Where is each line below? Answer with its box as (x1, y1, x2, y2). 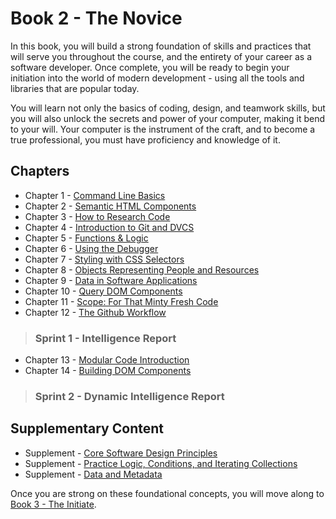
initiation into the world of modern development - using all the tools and (10, 72, 305, 84)
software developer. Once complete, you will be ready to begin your (10, 61, 290, 73)
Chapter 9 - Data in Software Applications (24, 274, 198, 286)
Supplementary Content (10, 420, 164, 437)
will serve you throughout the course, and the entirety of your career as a (10, 50, 313, 62)
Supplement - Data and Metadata (24, 468, 163, 480)
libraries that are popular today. (10, 82, 140, 94)
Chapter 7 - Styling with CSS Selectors (24, 253, 185, 265)
